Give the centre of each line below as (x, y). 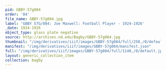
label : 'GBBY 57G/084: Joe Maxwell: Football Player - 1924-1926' (75, 23)
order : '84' (17, 14)
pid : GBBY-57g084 (23, 10)
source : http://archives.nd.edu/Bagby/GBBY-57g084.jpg (63, 37)
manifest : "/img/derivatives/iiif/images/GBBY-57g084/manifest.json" (78, 46)
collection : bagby (24, 60)
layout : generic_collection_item (40, 55)
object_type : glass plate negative (42, 33)
